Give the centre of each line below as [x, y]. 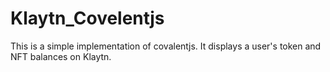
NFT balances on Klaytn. [61, 56]
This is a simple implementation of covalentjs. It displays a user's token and [166, 46]
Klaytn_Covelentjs [87, 18]
